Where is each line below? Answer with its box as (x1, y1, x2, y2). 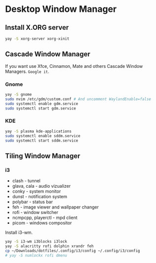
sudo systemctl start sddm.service (5, 138, 78, 143)
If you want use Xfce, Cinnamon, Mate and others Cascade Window (5, 63, 143, 69)
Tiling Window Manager (5, 152, 80, 160)
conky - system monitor (12, 188, 61, 194)
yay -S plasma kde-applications (5, 129, 72, 134)
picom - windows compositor (12, 220, 72, 226)
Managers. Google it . (5, 68, 49, 74)
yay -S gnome (5, 92, 32, 97)
